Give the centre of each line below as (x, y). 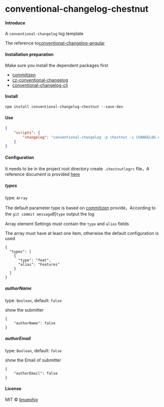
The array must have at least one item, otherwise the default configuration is (82, 233)
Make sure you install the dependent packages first (57, 65)
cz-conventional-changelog (40, 80)
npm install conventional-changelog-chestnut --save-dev (64, 107)
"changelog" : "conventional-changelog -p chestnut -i (78, 137)
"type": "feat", (34, 260)
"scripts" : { (27, 133)
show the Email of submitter (33, 360)
